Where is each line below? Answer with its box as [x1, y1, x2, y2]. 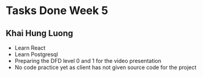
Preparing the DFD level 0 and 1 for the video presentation [14, 57, 162, 64]
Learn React [14, 44, 46, 51]
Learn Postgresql [14, 51, 58, 58]
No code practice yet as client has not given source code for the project [14, 64, 197, 71]
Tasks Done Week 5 [6, 4, 109, 18]
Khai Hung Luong [6, 28, 74, 38]
